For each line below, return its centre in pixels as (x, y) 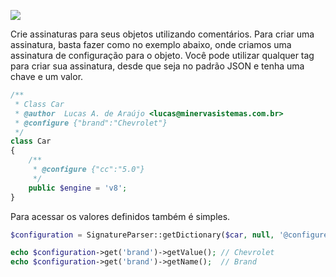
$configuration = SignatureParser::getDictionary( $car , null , (142, 235)
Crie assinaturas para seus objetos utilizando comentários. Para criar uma (162, 34)
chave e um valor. (47, 76)
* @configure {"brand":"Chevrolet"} (91, 123)
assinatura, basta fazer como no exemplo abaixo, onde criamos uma (151, 44)
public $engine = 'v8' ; (78, 188)
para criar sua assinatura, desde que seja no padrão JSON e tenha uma (157, 66)
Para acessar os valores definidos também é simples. (120, 216)
